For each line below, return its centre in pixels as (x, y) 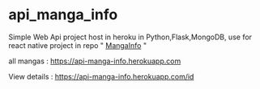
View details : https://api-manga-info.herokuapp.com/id (101, 76)
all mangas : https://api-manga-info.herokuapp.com (95, 61)
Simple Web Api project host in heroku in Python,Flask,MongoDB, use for (130, 37)
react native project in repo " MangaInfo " (78, 45)
